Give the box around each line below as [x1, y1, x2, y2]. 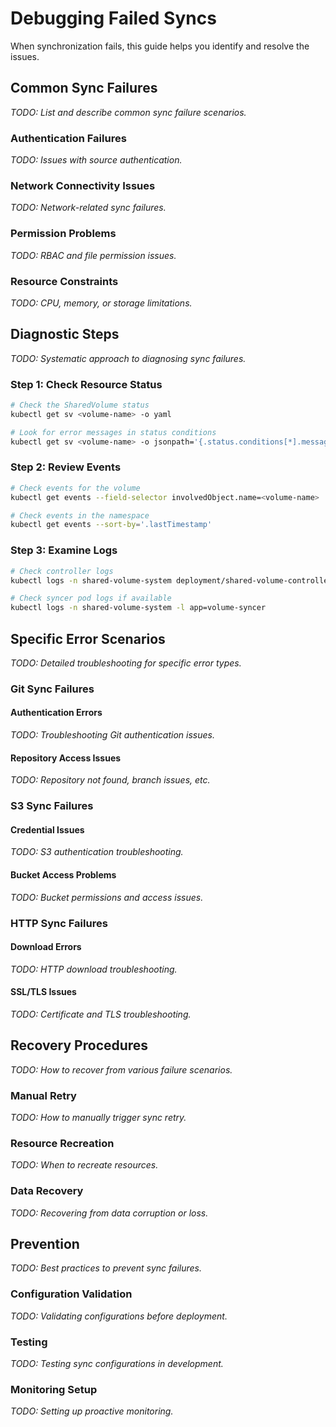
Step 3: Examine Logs [10, 543, 118, 557]
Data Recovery [10, 1184, 84, 1198]
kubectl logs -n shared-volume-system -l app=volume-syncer [10, 603, 267, 613]
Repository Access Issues [10, 752, 122, 764]
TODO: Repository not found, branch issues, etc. [10, 774, 211, 786]
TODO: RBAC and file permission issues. [10, 249, 177, 261]
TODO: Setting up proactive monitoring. [10, 1405, 174, 1417]
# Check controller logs [10, 566, 114, 576]
